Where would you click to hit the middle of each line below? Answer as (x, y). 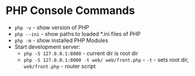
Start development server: (47, 47)
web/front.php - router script (59, 66)
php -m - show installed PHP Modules (61, 40)
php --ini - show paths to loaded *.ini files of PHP (77, 33)
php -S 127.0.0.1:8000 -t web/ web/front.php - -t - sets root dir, (106, 60)
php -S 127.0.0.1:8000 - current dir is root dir (81, 53)
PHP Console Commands (70, 11)
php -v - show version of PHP (52, 27)
